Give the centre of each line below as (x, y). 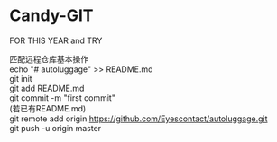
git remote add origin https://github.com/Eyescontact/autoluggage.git (138, 119)
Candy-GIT (51, 16)
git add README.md (47, 88)
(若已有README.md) (48, 108)
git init (21, 78)
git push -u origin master (55, 128)
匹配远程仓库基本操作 (49, 58)
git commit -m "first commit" (62, 98)
